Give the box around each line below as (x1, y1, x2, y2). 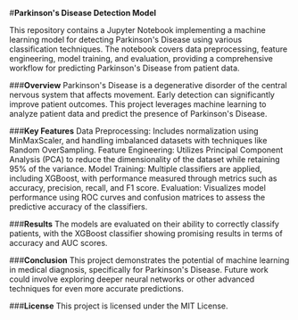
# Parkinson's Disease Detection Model (9, 8, 157, 18)
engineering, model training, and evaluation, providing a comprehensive (9, 53, 274, 63)
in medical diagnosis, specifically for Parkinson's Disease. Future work (9, 265, 269, 275)
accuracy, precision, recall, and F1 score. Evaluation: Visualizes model (9, 183, 266, 193)
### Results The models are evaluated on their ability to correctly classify (9, 218, 279, 229)
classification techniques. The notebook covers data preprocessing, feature (9, 44, 288, 54)
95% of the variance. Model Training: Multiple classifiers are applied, (9, 164, 263, 174)
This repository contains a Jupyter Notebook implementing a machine (9, 25, 266, 35)
